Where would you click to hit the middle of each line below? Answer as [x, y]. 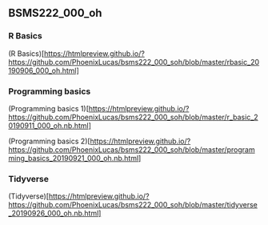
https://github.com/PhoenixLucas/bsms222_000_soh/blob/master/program [132, 149]
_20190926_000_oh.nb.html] [55, 213]
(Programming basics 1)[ [49, 108]
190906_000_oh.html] [44, 70]
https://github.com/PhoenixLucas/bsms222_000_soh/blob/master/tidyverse [133, 205]
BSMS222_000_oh [55, 13]
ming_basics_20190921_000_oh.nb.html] [75, 158]
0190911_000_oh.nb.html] [50, 125]
